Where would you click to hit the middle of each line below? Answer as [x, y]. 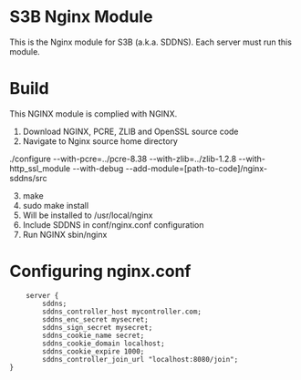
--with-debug [98, 168]
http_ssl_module [40, 168]
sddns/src [28, 178]
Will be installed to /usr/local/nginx [88, 215]
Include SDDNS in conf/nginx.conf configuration [113, 224]
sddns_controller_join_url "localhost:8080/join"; [140, 359]
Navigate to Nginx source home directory [100, 141]
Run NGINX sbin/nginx [65, 234]
